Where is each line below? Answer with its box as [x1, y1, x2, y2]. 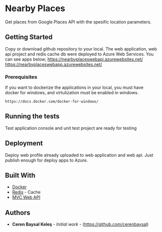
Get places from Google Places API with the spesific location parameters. [5, 19, 152, 25]
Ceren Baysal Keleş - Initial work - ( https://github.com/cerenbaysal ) [12, 221, 149, 227]
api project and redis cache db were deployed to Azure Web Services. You [5, 51, 154, 57]
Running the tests [5, 112, 60, 120]
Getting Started [5, 33, 53, 41]
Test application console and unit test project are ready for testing [5, 125, 137, 131]
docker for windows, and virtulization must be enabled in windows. [5, 90, 139, 96]
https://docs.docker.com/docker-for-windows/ [5, 99, 98, 104]
